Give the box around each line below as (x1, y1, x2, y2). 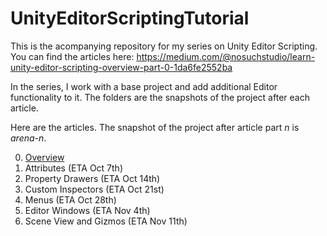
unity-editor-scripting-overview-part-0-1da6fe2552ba (10, 61, 233, 73)
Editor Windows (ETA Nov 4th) (24, 204, 151, 216)
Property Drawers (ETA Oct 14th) (24, 172, 161, 184)
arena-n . (10, 132, 47, 144)
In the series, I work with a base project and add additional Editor (10, 80, 278, 92)
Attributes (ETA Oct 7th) (24, 162, 123, 174)
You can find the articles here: (10, 50, 135, 62)
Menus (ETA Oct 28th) (24, 193, 117, 206)
